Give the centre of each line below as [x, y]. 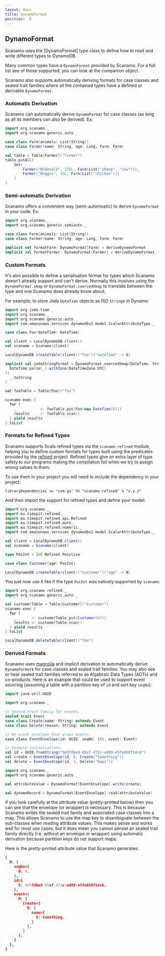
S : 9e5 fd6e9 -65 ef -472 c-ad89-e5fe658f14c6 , [62, 885]
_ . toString [21, 378]
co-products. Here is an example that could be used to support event [75, 680]
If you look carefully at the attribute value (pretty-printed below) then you [79, 802]
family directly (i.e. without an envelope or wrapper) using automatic [74, 834]
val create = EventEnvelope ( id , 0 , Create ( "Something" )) [65, 757]
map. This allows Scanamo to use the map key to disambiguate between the [82, 818]
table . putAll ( [20, 160]
